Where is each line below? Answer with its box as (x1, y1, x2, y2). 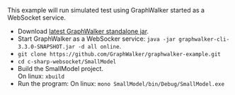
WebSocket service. (7, 13, 66, 22)
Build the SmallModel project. (17, 65, 104, 72)
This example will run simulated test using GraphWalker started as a (7, 6, 205, 14)
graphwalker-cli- (178, 36, 230, 43)
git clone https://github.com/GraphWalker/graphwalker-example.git (17, 51, 221, 58)
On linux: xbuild (17, 72, 65, 80)
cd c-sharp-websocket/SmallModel (17, 58, 117, 65)
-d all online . (77, 42, 122, 50)
